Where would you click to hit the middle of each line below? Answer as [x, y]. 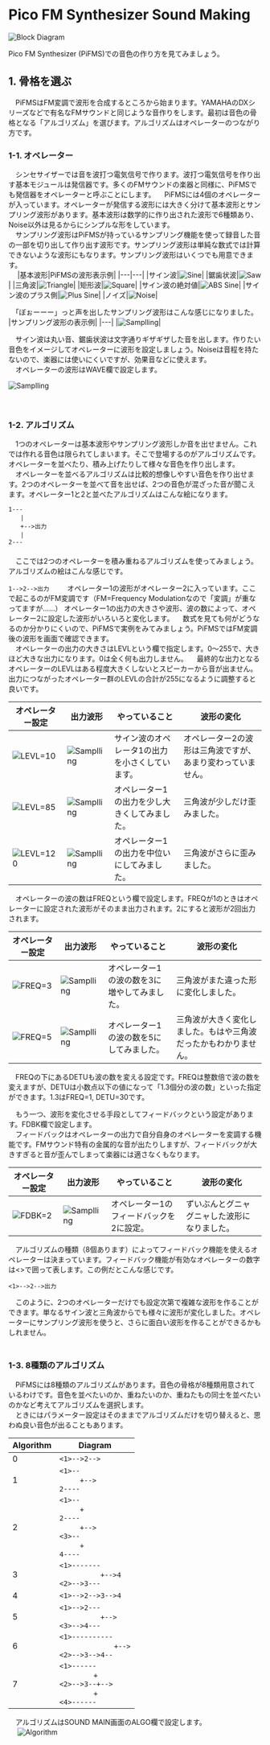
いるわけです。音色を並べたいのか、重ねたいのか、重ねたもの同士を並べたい [135, 1394]
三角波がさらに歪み [220, 853]
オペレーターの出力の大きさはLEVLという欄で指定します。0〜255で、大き [137, 648]
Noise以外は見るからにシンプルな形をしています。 [91, 225]
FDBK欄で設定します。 [59, 1125]
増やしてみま [132, 993]
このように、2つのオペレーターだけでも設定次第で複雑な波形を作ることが [137, 1303]
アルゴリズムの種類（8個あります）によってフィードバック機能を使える [133, 1249]
